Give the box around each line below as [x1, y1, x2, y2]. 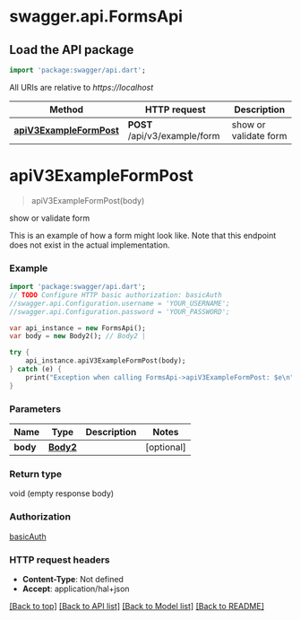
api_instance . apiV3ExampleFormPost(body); [25, 356, 186, 365]
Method [48, 103, 83, 116]
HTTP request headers [9, 554, 110, 566]
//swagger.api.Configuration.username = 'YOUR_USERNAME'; [9, 299, 230, 308]
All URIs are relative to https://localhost [9, 82, 154, 92]
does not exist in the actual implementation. [9, 240, 170, 250]
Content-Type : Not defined [21, 573, 124, 584]
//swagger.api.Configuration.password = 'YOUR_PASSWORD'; [9, 307, 230, 316]
